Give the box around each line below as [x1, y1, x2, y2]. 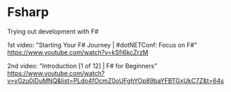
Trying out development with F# [7, 27, 99, 36]
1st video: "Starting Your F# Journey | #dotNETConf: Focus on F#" [7, 40, 198, 49]
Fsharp [7, 4, 49, 20]
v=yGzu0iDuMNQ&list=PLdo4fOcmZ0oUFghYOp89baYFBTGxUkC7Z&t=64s [7, 76, 224, 84]
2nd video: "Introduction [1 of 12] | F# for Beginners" [7, 61, 158, 70]
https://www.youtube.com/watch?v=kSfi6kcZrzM [7, 48, 149, 56]
